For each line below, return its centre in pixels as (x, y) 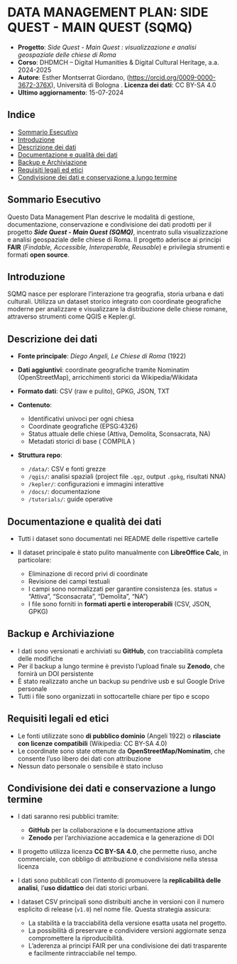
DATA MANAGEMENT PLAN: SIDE (108, 12)
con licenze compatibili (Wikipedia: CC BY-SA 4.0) (92, 743)
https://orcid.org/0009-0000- (172, 77)
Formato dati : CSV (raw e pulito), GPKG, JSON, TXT (94, 391)
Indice (21, 115)
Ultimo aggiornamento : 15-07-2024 (71, 92)
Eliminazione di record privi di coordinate (88, 574)
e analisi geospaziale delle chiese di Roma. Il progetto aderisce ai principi (114, 240)
